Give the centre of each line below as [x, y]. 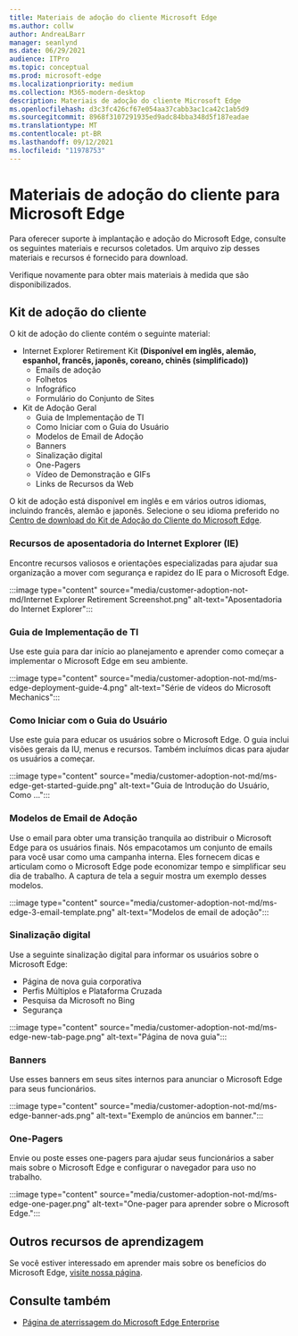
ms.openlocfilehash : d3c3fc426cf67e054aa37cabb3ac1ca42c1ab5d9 [129, 109]
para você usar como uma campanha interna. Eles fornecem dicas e [135, 857]
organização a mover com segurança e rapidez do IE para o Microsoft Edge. [149, 572]
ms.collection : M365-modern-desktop [77, 92]
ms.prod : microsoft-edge [55, 76]
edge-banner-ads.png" [52, 1116]
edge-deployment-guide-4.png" [69, 687]
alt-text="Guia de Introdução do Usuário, [194, 786]
